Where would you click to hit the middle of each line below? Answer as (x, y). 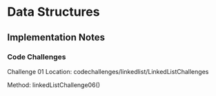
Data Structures (53, 12)
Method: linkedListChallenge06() (54, 85)
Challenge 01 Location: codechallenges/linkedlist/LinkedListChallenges (108, 71)
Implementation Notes (56, 37)
